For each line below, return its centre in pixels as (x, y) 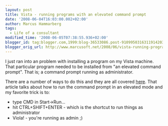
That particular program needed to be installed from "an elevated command (83, 66)
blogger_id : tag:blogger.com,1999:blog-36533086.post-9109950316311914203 (85, 42)
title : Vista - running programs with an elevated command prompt (76, 14)
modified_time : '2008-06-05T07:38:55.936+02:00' (57, 38)
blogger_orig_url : (24, 47)
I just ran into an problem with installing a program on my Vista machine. (79, 61)
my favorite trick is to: (27, 92)
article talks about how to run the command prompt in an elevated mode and (84, 87)
